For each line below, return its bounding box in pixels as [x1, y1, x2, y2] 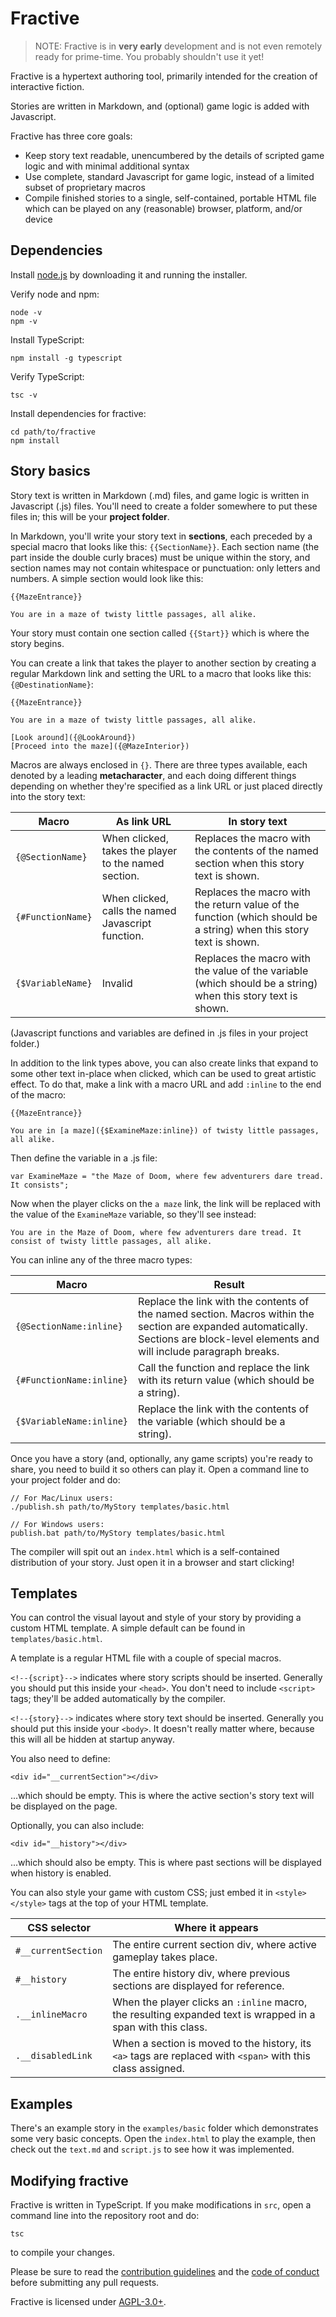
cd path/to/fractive [10, 427, 97, 437]
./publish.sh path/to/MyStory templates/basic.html [10, 1502, 230, 1512]
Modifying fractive [10, 2172, 129, 2189]
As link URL [115, 814, 172, 828]
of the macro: [10, 1088, 67, 1101]
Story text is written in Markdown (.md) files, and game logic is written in [10, 489, 310, 501]
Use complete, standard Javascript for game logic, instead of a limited [24, 170, 315, 182]
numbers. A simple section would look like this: [10, 572, 204, 584]
